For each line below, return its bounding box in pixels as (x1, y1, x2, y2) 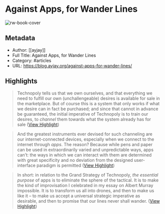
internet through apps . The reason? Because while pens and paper (17, 141, 153, 147)
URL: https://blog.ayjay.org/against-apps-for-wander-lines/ (12, 62, 132, 68)
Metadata (5, 34, 35, 42)
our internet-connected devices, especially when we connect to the (17, 136, 155, 142)
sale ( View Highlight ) (17, 122, 60, 127)
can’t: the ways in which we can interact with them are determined (17, 152, 152, 158)
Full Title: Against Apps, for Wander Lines (12, 52, 96, 58)
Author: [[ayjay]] (12, 47, 46, 53)
